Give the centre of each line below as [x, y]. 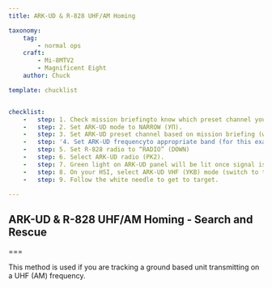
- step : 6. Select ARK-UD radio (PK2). [93, 157]
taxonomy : [25, 30]
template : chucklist [43, 90]
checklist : [27, 112]
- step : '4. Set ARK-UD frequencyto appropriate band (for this [137, 142]
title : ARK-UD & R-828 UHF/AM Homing [72, 16]
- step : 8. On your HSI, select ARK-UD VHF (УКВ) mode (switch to [141, 172]
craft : [34, 53]
